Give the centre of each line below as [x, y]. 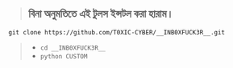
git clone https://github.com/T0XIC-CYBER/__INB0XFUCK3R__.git [117, 32]
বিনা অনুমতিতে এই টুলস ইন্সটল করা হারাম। [101, 14]
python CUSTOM [64, 56]
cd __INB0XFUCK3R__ [73, 48]
